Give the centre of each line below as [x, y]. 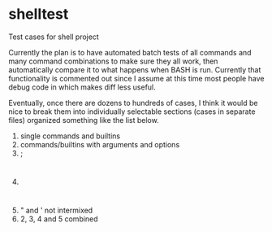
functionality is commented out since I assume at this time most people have [136, 78]
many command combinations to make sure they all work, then [113, 61]
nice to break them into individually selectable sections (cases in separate [132, 112]
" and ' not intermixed [56, 210]
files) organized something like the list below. [84, 120]
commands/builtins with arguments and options [100, 144]
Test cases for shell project [54, 37]
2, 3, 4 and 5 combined [59, 219]
